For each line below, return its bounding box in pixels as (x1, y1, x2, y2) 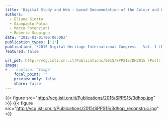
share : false (14, 81, 41, 86)
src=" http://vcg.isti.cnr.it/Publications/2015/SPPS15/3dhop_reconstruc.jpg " (5, 105, 159, 111)
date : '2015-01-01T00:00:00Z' (5, 35, 68, 40)
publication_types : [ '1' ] (5, 40, 59, 45)
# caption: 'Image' (5, 67, 52, 72)
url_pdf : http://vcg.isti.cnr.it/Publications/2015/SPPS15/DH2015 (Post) (5, 58, 162, 63)
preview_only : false (14, 77, 57, 82)
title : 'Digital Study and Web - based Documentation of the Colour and (5, 7, 159, 12)
